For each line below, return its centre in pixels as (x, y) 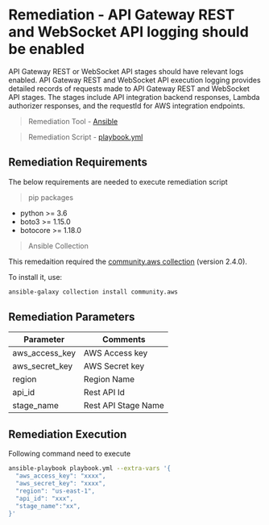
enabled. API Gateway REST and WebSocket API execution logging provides (134, 80)
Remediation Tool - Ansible (73, 121)
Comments (124, 340)
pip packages (51, 197)
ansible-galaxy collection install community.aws (93, 292)
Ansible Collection (58, 246)
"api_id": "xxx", (45, 498)
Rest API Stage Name (124, 406)
